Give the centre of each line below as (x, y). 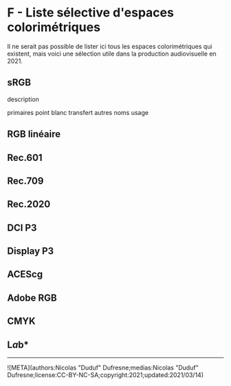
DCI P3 (22, 227)
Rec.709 (25, 181)
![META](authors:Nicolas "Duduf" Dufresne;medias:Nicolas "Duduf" (103, 368)
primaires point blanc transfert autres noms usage (78, 112)
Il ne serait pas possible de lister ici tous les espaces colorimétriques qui (110, 46)
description (23, 99)
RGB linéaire (34, 135)
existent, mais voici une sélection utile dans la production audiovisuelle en (112, 54)
